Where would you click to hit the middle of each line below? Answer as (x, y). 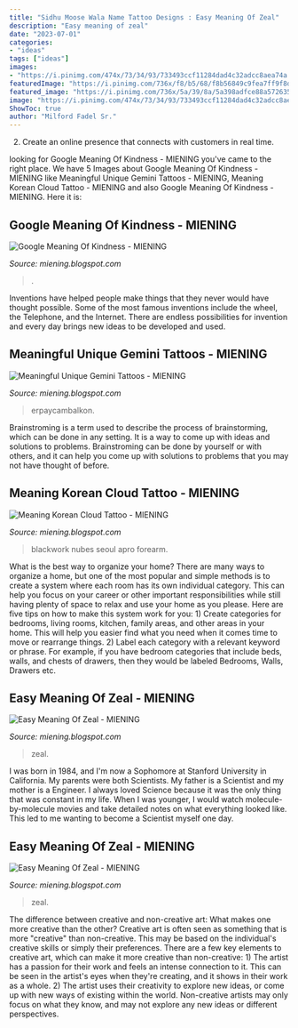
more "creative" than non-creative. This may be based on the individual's (143, 938)
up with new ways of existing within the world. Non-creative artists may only (149, 995)
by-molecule (32, 809)
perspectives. (34, 1014)
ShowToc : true (35, 108)
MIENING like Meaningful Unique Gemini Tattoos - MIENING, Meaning (137, 178)
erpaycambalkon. (63, 410)
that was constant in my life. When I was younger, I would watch (126, 799)
